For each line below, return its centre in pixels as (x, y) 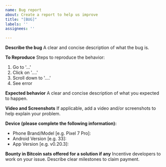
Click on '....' (25, 73)
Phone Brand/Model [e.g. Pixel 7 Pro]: (52, 133)
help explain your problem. (33, 114)
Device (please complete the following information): (61, 123)
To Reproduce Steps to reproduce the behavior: (55, 57)
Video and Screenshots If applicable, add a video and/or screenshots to (81, 108)
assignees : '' (20, 29)
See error (22, 83)
